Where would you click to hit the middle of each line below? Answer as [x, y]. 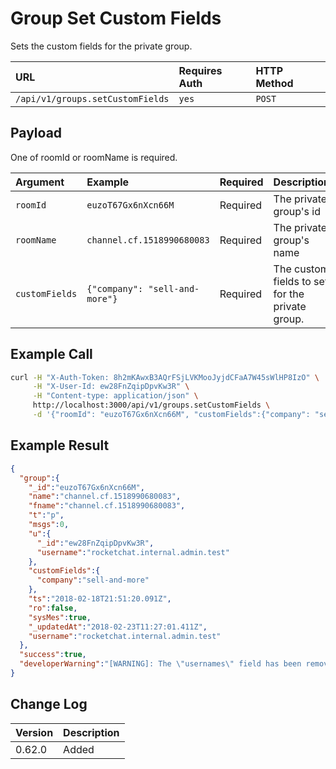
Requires [200, 70]
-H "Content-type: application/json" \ [115, 396]
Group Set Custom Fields [116, 18]
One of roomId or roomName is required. [94, 157]
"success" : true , [53, 655]
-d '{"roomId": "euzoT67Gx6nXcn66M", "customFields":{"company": [171, 415]
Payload [36, 133]
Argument [40, 182]
